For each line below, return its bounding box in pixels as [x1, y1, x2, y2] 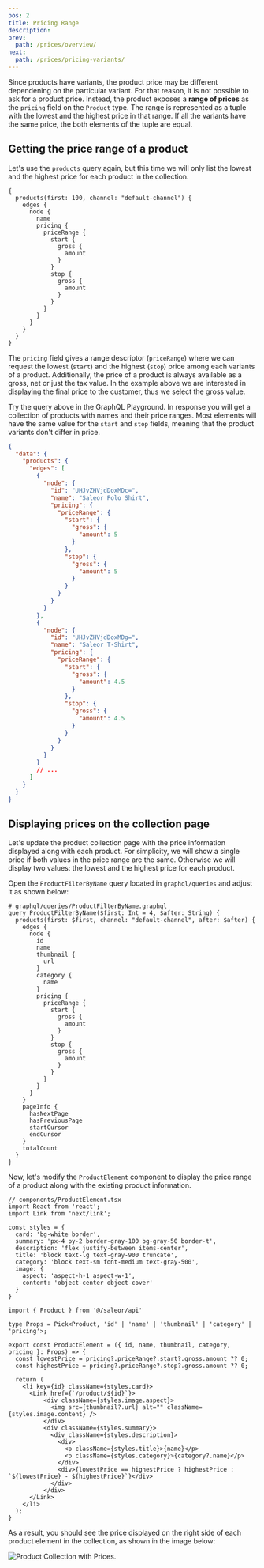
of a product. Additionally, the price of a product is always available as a [8, 369, 242, 380]
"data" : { [15, 450, 47, 458]
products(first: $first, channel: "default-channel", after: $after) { [15, 916, 256, 924]
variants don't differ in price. [8, 427, 101, 436]
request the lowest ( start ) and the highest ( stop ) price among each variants [8, 361, 255, 371]
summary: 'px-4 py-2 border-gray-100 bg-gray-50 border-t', [15, 1237, 217, 1245]
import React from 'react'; [8, 1203, 101, 1211]
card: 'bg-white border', [15, 1230, 101, 1238]
